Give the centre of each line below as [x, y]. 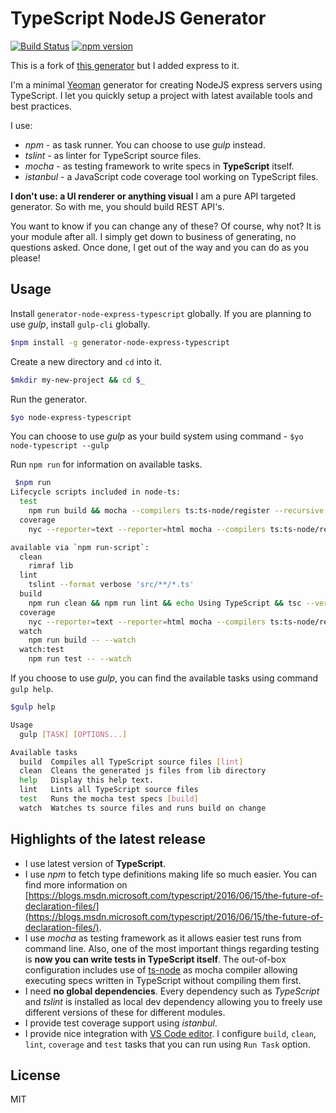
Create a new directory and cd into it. [86, 361]
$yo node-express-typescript [71, 417]
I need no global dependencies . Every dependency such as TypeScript [172, 991]
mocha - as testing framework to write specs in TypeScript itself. [159, 166]
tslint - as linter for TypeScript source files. [113, 155]
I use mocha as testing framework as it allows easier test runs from [163, 938]
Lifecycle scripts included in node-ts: [96, 492]
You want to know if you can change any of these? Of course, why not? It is [166, 226]
